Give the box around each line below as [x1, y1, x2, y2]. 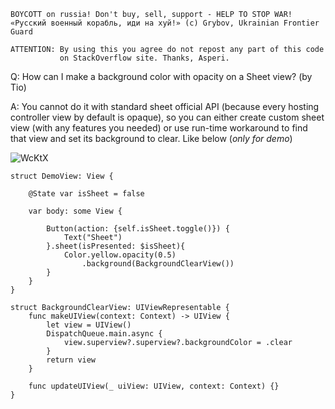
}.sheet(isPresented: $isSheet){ [46, 241, 186, 251]
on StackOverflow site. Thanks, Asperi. [59, 53, 230, 63]
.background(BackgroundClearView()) [81, 259, 235, 269]
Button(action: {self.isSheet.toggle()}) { [46, 224, 230, 234]
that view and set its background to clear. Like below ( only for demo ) [10, 133, 293, 144]
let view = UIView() [46, 320, 132, 330]
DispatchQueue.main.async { [46, 329, 163, 339]
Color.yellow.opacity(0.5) [63, 250, 177, 260]
